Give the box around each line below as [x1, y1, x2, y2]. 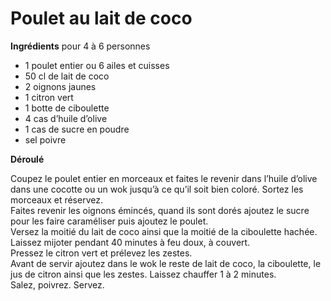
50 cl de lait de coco [24, 70, 110, 82]
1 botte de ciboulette [24, 102, 110, 114]
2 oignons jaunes [24, 80, 97, 92]
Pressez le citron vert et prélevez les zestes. [10, 247, 193, 259]
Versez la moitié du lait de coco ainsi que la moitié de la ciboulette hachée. [10, 225, 318, 237]
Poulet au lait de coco [10, 7, 193, 30]
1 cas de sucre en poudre [24, 123, 130, 135]
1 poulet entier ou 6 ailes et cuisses [24, 59, 170, 71]
